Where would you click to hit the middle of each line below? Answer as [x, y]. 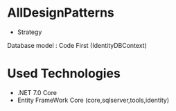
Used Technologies [64, 74]
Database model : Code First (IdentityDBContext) [77, 45]
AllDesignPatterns [61, 13]
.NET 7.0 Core [37, 92]
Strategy [29, 32]
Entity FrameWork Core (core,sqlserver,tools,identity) [93, 100]
